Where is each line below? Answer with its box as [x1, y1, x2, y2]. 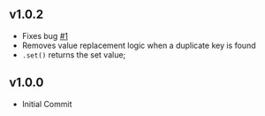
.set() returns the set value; [21, 49, 126, 60]
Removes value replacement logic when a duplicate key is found [21, 40, 256, 50]
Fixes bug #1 [21, 30, 69, 41]
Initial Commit [21, 98, 72, 109]
